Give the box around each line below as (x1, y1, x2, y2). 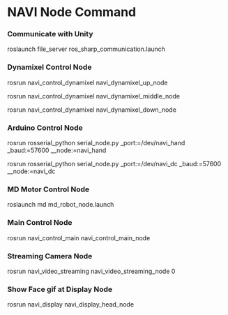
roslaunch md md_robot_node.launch (7, 200, 114, 209)
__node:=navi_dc (7, 167, 56, 175)
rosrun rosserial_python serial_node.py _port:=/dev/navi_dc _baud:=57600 (7, 160, 222, 168)
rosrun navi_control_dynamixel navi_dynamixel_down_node (7, 105, 176, 114)
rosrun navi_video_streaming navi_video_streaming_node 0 (7, 267, 176, 275)
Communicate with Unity (7, 29, 93, 39)
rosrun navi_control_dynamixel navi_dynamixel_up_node (7, 78, 168, 87)
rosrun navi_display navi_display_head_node (7, 300, 135, 309)
